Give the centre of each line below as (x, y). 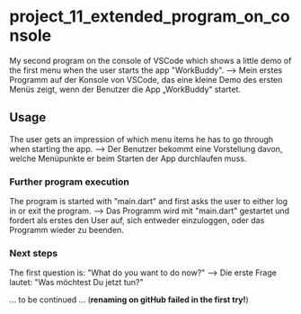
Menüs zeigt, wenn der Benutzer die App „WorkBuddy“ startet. (125, 89)
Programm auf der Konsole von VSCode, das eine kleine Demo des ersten (146, 79)
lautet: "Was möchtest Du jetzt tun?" (76, 283)
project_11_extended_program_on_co (150, 17)
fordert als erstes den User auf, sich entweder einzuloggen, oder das (137, 220)
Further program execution (70, 182)
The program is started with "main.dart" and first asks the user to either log (149, 202)
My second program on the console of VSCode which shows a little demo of (150, 60)
